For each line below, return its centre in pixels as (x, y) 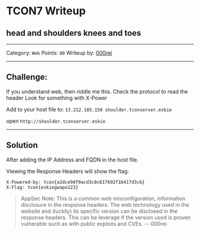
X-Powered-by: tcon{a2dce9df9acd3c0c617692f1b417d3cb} (76, 182)
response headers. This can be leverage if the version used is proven (106, 217)
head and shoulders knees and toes (74, 33)
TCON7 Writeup (46, 11)
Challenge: (27, 77)
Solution (22, 145)
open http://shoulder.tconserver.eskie (56, 121)
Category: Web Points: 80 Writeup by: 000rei (59, 53)
